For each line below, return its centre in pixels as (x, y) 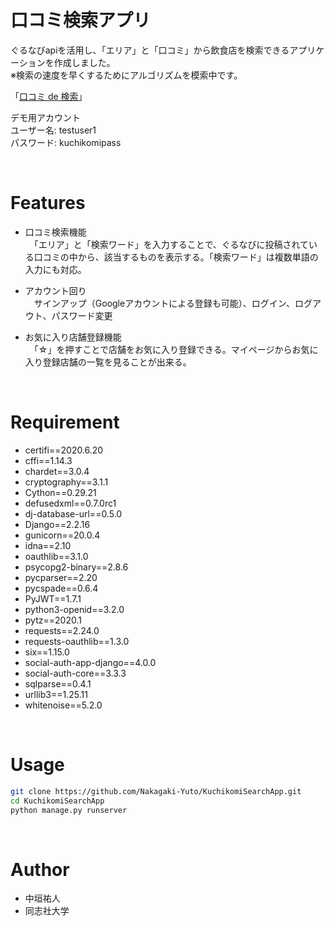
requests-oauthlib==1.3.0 (77, 641)
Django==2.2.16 (57, 524)
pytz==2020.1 (53, 620)
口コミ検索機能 (55, 232)
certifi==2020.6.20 (64, 450)
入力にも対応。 (55, 269)
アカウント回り (55, 290)
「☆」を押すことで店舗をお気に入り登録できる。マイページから (163, 349)
